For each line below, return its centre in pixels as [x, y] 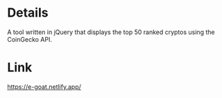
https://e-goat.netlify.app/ [44, 87]
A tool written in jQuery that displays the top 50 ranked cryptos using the [111, 32]
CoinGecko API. [29, 39]
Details [28, 13]
